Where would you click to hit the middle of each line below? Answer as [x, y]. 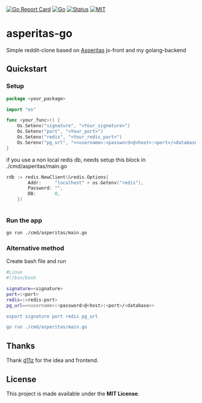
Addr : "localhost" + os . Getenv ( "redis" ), [86, 183]
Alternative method [35, 248]
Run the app [24, 220]
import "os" [21, 109]
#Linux [14, 272]
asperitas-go [39, 34]
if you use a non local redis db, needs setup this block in [76, 160]
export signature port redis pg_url [52, 316]
